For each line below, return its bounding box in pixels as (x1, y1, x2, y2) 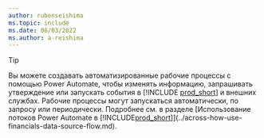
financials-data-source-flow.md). (8, 121, 117, 131)
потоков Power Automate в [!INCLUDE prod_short (8, 113, 171, 123)
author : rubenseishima (8, 11, 84, 20)
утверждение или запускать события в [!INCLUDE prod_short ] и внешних (8, 88, 257, 98)
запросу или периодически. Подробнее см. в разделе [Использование (8, 105, 251, 114)
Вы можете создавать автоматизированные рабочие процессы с (8, 71, 231, 80)
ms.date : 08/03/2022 (8, 26, 77, 34)
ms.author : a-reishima (8, 33, 84, 42)
